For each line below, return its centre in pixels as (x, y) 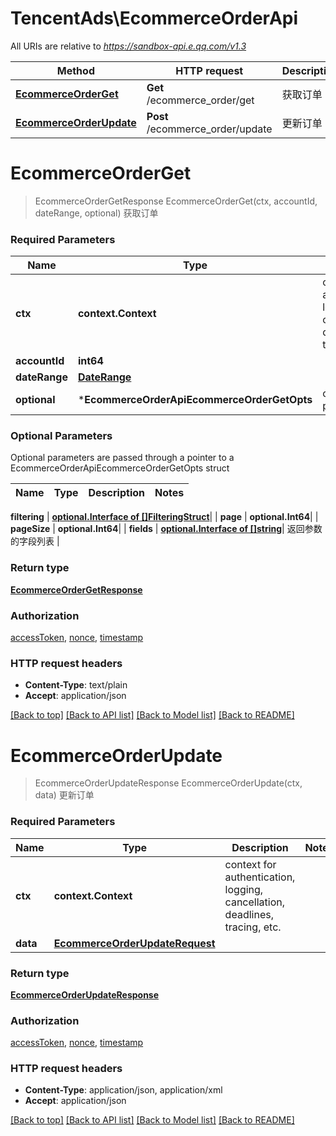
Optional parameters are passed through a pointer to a (122, 458)
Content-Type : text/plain (76, 685)
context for (250, 864)
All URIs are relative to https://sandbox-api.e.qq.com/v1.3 (128, 46)
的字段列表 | (35, 541)
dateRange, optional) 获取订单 (96, 213)
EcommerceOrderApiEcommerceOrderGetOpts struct (120, 468)
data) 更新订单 (64, 795)
